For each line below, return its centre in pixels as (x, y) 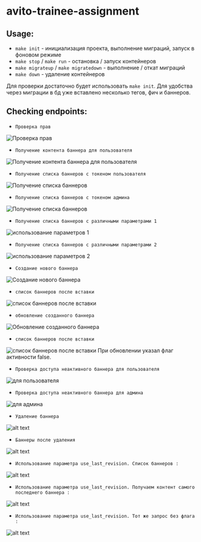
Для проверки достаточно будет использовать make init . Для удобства (100, 86)
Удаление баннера (37, 416)
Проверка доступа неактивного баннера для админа (79, 393)
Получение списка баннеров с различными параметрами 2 (86, 245)
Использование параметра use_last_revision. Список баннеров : (97, 463)
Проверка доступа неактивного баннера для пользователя (87, 369)
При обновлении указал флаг (135, 350)
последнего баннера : (42, 492)
